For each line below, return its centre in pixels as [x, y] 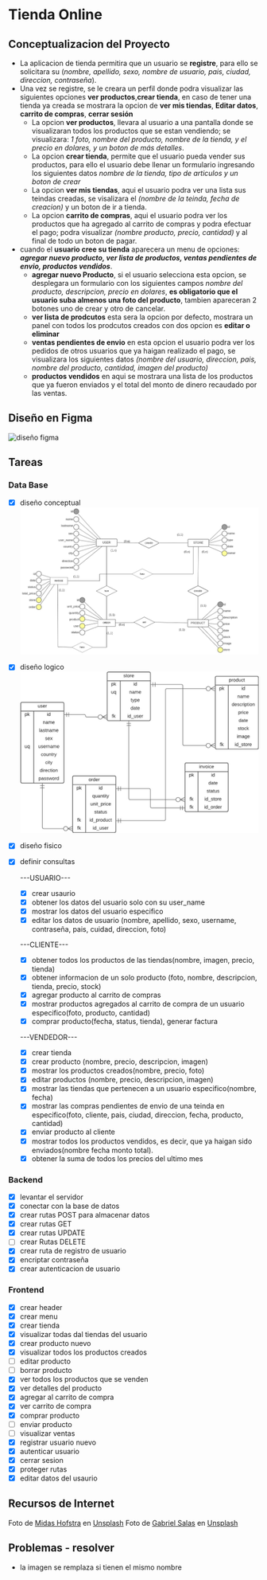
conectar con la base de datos [70, 1206]
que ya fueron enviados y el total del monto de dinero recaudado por [144, 385]
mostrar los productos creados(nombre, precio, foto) [118, 1071]
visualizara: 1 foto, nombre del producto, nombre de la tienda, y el [139, 139]
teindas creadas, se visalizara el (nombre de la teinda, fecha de [135, 198]
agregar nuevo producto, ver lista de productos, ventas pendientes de [138, 258]
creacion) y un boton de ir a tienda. [89, 207]
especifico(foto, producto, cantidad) [91, 1013]
